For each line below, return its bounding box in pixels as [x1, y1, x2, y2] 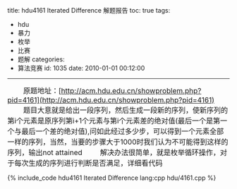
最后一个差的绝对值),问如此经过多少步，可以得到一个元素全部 [21, 126, 224, 136]
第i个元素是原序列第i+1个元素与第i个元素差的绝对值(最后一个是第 [7, 116, 221, 126]
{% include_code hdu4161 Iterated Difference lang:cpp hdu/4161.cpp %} [7, 173, 217, 182]
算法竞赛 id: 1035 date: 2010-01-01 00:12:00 [17, 64, 145, 72]
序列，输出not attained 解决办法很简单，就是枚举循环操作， [7, 147, 221, 157]
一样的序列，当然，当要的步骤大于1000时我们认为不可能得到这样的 [7, 137, 229, 147]
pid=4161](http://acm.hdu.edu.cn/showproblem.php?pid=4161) [7, 95, 215, 104]
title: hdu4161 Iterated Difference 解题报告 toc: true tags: [7, 6, 171, 14]
